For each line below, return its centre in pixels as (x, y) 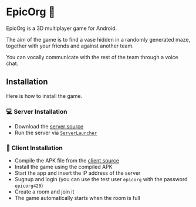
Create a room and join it (44, 192)
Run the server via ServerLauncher (56, 133)
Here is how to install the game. (44, 96)
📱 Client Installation (34, 148)
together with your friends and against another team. (70, 46)
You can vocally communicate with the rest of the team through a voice (92, 57)
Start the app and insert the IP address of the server (77, 173)
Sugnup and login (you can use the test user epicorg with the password (101, 179)
